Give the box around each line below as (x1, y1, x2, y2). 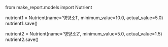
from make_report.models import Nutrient (5, 5, 92, 10)
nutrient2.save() (5, 36, 39, 42)
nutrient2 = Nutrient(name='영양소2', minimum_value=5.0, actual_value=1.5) (5, 31, 162, 37)
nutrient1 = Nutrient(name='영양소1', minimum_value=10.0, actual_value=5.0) (5, 15, 163, 21)
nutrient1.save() (5, 20, 38, 26)
